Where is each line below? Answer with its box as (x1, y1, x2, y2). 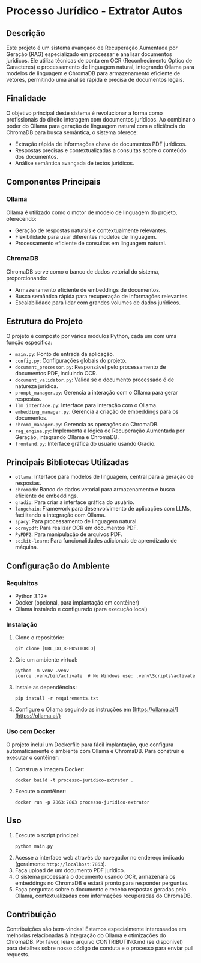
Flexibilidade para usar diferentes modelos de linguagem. (14, 233, 157, 240)
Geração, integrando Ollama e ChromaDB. (14, 433, 119, 440)
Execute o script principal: (14, 831, 80, 838)
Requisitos (6, 579, 38, 587)
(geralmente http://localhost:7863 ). (14, 860, 107, 867)
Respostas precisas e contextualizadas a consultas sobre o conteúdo (14, 146, 187, 154)
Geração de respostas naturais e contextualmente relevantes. (14, 227, 167, 234)
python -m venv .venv (14, 668, 69, 674)
